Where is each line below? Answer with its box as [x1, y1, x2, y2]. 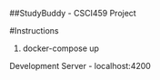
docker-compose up [22, 43, 100, 54]
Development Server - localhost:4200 [9, 61, 152, 71]
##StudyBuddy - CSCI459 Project [9, 8, 136, 18]
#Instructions [9, 25, 59, 35]
